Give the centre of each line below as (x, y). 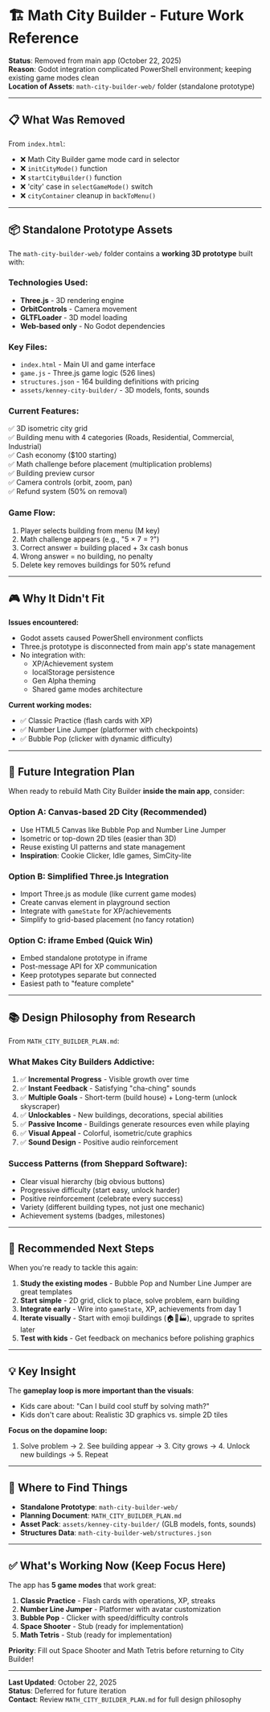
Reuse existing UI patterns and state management (102, 846)
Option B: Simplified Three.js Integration (88, 876)
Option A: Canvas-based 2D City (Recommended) (108, 812)
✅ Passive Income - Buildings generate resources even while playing (135, 1124)
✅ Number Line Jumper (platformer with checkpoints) (109, 729)
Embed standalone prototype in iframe (84, 958)
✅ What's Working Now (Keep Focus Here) (117, 1566)
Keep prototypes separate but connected (88, 975)
